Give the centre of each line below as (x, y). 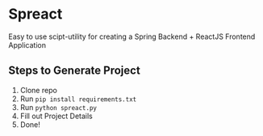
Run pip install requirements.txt (78, 99)
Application (27, 45)
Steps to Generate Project (75, 71)
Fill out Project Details (56, 116)
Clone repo (39, 90)
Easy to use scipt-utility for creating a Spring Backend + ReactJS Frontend (132, 36)
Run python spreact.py (58, 107)
